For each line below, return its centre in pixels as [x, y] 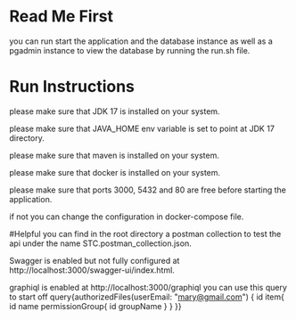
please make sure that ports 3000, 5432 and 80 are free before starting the [148, 190]
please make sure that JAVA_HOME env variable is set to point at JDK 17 [142, 128]
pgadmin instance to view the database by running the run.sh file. [130, 50]
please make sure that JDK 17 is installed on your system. [115, 111]
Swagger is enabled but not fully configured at [95, 260]
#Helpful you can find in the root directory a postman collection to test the [145, 234]
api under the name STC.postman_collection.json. [100, 243]
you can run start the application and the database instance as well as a [141, 41]
